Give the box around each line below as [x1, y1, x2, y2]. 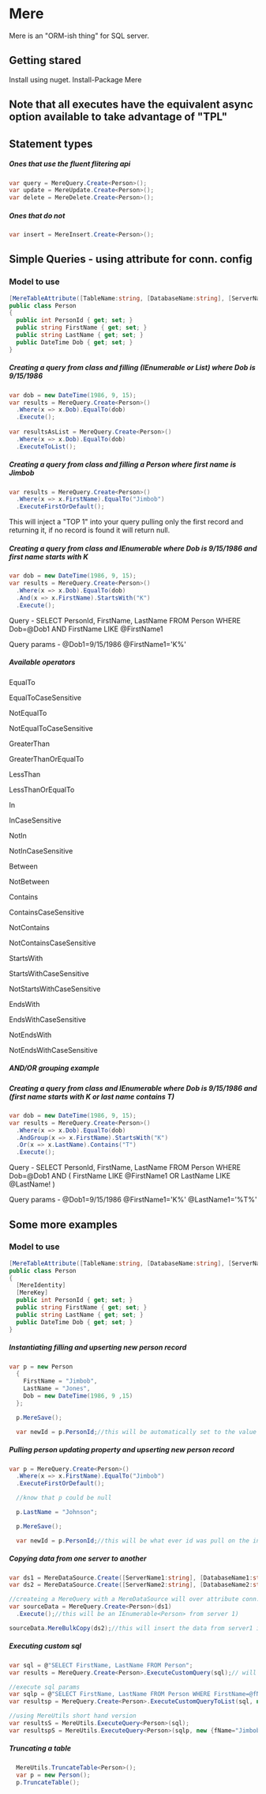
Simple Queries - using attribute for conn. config [9, 252, 253, 266]
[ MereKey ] [16, 1289, 48, 1297]
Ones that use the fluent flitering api [9, 159, 131, 168]
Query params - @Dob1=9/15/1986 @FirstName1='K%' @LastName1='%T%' [9, 1195, 257, 1205]
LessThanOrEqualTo [9, 785, 75, 794]
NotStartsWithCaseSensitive [9, 984, 101, 994]
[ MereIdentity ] [16, 1281, 66, 1289]
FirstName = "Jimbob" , [23, 1377, 98, 1385]
